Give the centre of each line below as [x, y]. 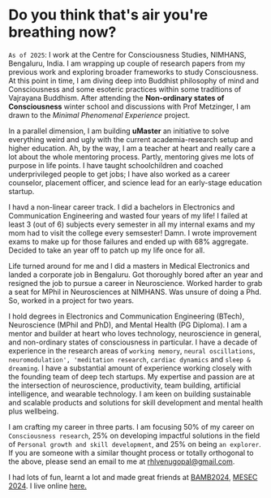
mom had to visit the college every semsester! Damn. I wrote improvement [133, 232]
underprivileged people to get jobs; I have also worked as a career [119, 174]
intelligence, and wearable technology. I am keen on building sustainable [130, 394]
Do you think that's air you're [108, 15]
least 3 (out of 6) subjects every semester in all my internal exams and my [132, 224]
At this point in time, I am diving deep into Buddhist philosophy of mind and [134, 80]
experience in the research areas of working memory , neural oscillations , [132, 350]
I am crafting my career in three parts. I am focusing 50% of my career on [131, 427]
